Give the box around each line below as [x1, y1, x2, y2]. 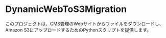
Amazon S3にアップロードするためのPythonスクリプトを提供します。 [5, 26, 152, 33]
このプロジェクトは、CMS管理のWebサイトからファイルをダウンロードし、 [5, 20, 164, 26]
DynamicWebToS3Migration [5, 3, 127, 15]
